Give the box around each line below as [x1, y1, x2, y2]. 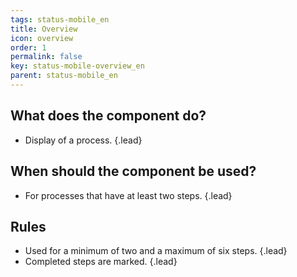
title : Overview [10, 24, 78, 34]
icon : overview [10, 33, 74, 43]
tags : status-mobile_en [10, 14, 110, 25]
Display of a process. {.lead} [24, 134, 143, 146]
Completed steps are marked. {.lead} [24, 256, 178, 268]
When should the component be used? [10, 163, 257, 180]
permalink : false [10, 52, 83, 62]
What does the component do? [10, 107, 207, 125]
